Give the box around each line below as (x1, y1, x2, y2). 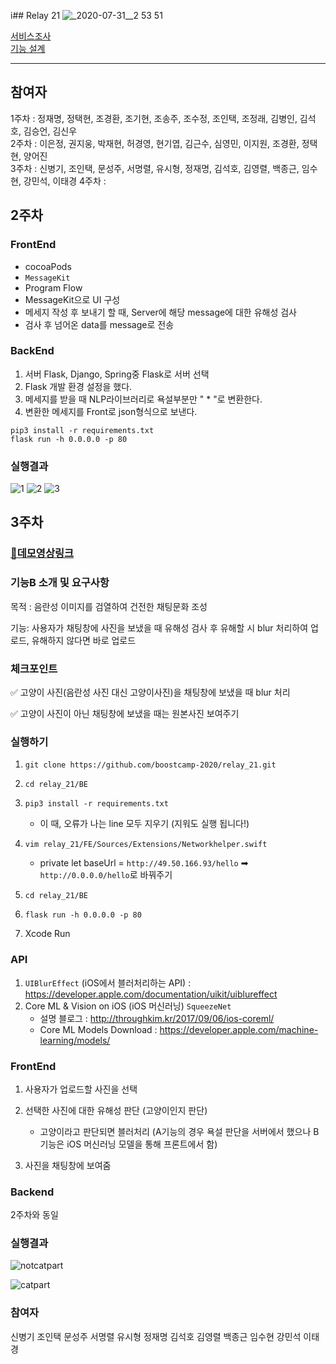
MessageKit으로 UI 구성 (24, 293, 121, 305)
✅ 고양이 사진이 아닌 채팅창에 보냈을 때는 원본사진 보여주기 (10, 708, 240, 719)
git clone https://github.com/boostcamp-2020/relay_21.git (24, 760, 277, 770)
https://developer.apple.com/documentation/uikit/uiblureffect (24, 988, 278, 1000)
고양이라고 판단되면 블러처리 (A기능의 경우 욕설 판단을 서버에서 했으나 (39, 1125, 312, 1137)
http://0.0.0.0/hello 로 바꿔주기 (39, 869, 173, 881)
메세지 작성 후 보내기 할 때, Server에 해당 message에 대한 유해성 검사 (24, 306, 297, 318)
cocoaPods (24, 260, 72, 272)
